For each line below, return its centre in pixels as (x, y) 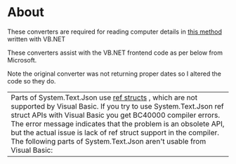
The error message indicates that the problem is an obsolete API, (118, 123)
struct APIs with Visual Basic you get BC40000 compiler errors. (115, 115)
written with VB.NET (37, 39)
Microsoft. (22, 60)
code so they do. (32, 81)
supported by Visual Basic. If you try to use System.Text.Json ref (117, 106)
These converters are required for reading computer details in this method (115, 32)
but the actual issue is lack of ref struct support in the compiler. (115, 132)
